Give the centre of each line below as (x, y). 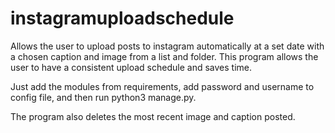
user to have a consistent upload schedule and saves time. (131, 67)
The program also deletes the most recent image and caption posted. (153, 116)
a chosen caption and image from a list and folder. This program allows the (164, 56)
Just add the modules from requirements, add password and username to (162, 86)
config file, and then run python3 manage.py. (103, 97)
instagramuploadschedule (122, 18)
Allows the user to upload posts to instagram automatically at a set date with (167, 46)
